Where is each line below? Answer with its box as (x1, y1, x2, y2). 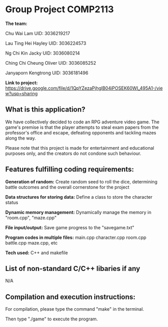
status (5, 199, 19, 205)
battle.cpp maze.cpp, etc (5, 239, 58, 246)
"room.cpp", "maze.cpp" (5, 214, 57, 221)
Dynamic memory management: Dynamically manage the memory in (5, 209, 152, 215)
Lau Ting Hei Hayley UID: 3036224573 (5, 40, 87, 46)
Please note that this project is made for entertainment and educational (5, 145, 154, 151)
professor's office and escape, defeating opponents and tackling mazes (5, 129, 156, 135)
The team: (5, 20, 27, 26)
